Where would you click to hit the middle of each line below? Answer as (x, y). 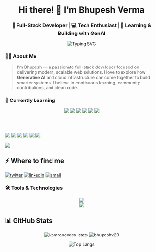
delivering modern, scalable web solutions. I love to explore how (81, 72)
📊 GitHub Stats (29, 221)
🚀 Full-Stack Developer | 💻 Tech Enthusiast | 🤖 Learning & (82, 25)
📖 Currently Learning (30, 100)
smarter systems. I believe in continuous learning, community (78, 83)
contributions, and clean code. (48, 87)
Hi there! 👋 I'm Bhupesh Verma (82, 10)
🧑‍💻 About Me (21, 56)
